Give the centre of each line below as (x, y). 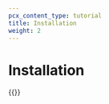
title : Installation (43, 23)
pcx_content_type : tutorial (55, 16)
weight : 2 (25, 30)
